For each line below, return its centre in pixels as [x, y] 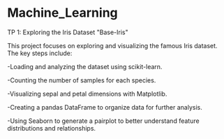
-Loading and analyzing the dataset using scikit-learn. [85, 66]
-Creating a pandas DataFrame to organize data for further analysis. [105, 107]
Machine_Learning [63, 13]
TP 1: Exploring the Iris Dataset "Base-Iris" [68, 32]
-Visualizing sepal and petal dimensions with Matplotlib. [87, 94]
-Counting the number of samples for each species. [82, 80]
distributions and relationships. [52, 128]
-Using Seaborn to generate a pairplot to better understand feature [104, 121]
